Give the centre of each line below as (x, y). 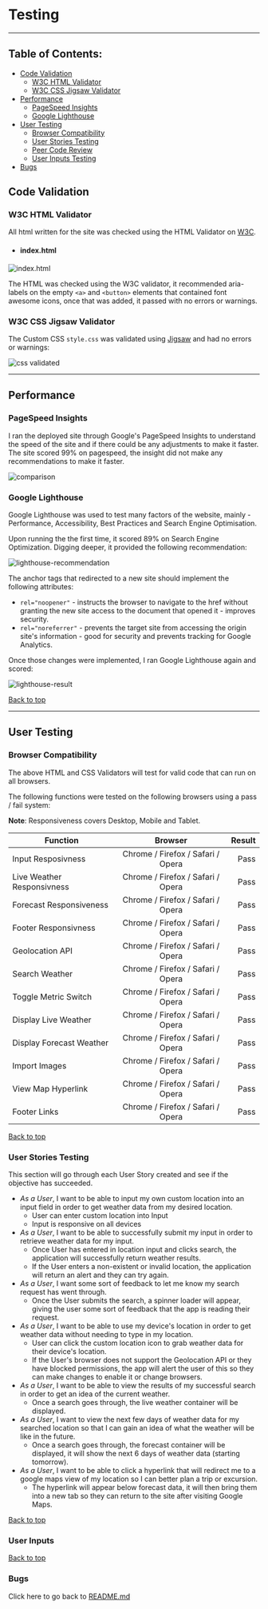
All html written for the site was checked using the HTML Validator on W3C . (132, 232)
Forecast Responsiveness (61, 904)
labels (18, 292)
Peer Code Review (62, 150)
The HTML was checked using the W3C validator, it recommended (118, 283)
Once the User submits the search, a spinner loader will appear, (136, 1300)
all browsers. (30, 781)
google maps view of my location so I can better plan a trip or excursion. (138, 1479)
